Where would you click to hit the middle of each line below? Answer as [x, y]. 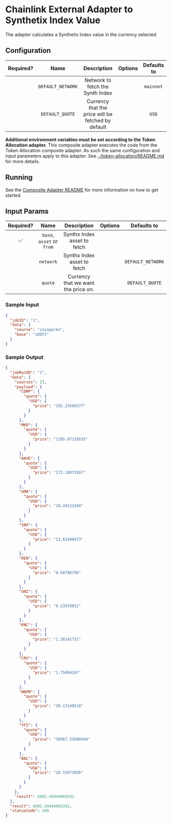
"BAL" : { [28, 758]
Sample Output [24, 357]
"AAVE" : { [29, 458]
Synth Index [98, 93]
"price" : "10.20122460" [58, 506]
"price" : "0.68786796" [57, 572]
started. [14, 195]
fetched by [98, 120]
